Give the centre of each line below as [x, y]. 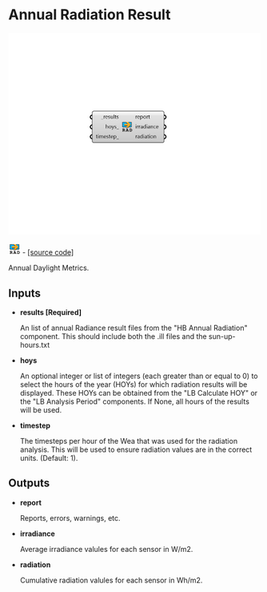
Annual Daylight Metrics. [49, 268]
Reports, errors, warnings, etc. [70, 517]
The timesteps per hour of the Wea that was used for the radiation [129, 441]
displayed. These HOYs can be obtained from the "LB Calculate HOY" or [139, 393]
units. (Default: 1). [49, 457]
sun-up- [222, 336]
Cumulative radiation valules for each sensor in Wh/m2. [111, 580]
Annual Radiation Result [90, 15]
